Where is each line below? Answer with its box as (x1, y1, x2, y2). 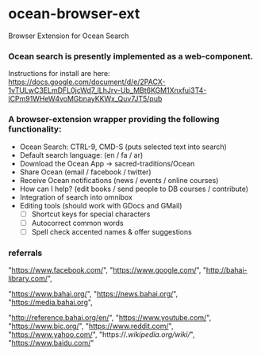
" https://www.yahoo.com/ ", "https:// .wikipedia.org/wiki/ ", (8, 330, 195, 339)
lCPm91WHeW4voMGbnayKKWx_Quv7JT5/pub (8, 94, 163, 104)
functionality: (8, 124, 62, 135)
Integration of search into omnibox (19, 192, 133, 202)
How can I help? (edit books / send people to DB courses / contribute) (19, 184, 248, 193)
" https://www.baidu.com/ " (8, 338, 94, 348)
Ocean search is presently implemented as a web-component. (8, 51, 254, 62)
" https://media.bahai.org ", (8, 298, 93, 307)
